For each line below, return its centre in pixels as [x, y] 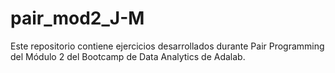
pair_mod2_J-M [77, 18]
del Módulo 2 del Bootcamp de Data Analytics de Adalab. [128, 56]
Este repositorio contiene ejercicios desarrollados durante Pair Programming [167, 46]
